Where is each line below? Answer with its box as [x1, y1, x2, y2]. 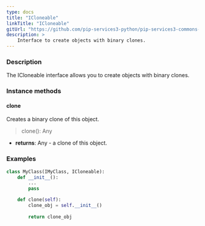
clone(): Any [21, 127, 52, 135]
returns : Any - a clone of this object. [15, 139, 107, 147]
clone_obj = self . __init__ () [28, 203, 103, 209]
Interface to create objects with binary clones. [17, 37, 146, 43]
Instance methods [6, 87, 62, 96]
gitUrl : [6, 26, 26, 32]
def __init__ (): [17, 174, 59, 181]
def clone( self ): [17, 197, 62, 203]
